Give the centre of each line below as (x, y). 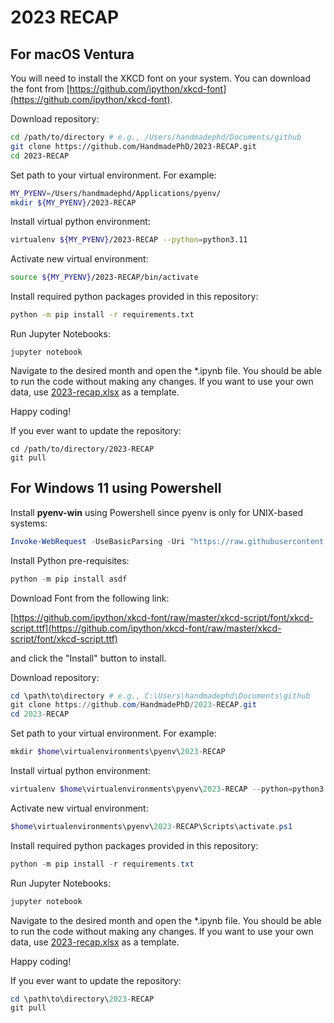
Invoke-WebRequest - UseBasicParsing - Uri (98, 541)
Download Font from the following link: (90, 598)
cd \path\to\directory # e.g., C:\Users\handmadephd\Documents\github (160, 696)
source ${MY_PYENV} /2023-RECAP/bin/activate (104, 277)
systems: (29, 523)
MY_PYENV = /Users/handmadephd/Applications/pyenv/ (116, 193)
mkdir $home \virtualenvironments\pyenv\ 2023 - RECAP (118, 752)
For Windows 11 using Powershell (116, 488)
